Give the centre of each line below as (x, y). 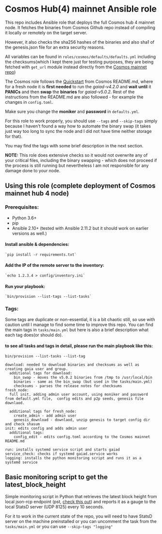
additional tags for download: (41, 373)
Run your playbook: (25, 286)
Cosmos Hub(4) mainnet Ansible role (81, 9)
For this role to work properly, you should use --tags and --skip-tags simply (81, 121)
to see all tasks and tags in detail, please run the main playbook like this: (79, 346)
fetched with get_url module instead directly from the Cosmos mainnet (76, 67)
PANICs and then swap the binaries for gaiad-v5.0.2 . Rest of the (70, 92)
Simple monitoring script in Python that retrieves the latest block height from (81, 496)
